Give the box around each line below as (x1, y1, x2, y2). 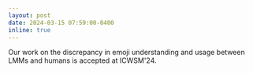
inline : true (8, 26, 51, 34)
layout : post (8, 11, 51, 20)
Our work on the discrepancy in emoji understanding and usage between (8, 48, 246, 57)
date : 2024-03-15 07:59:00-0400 (8, 19, 114, 27)
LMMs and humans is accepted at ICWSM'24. (8, 56, 157, 65)
